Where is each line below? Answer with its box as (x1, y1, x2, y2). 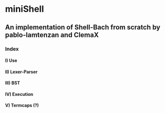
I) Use (5, 57, 17, 63)
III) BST (5, 80, 21, 86)
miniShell (5, 3, 44, 15)
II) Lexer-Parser (5, 69, 38, 75)
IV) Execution (5, 91, 33, 97)
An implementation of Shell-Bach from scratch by (5, 23, 161, 31)
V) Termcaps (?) (5, 102, 39, 109)
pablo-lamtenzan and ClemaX (5, 30, 99, 39)
